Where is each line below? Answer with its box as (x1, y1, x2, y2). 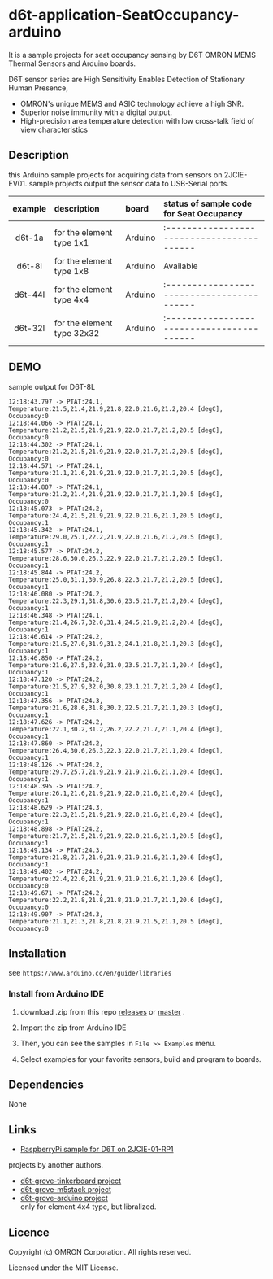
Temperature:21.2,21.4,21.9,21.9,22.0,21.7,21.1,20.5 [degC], (8, 490, 223, 498)
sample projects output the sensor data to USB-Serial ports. (28, 178, 229, 188)
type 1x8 (54, 265, 89, 277)
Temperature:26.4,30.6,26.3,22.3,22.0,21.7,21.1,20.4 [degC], (8, 746, 223, 754)
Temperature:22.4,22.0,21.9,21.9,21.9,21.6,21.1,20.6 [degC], (8, 875, 223, 883)
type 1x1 (54, 237, 89, 248)
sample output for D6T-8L (8, 382, 96, 391)
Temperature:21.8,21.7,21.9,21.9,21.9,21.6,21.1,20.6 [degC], (8, 853, 223, 862)
